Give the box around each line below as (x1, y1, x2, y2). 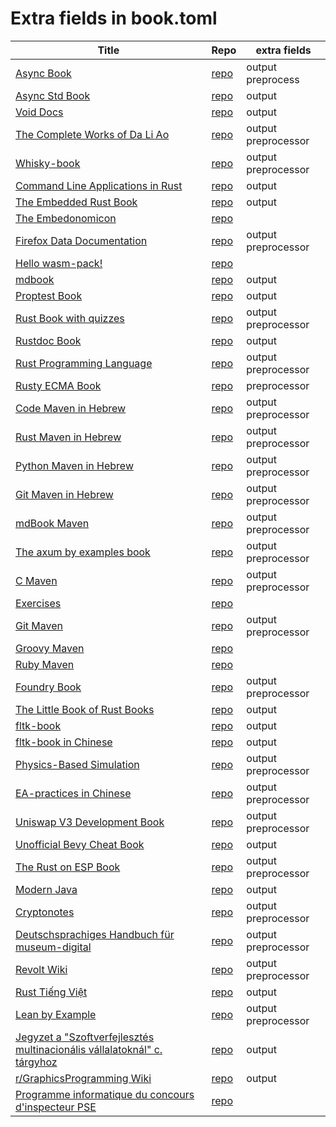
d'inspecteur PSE (15, 1100, 97, 1114)
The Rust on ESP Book (15, 860, 121, 874)
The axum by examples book (15, 545, 151, 559)
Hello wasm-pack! (15, 256, 103, 270)
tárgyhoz (15, 1055, 58, 1069)
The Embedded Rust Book (15, 195, 138, 209)
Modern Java (15, 882, 78, 896)
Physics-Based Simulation (15, 757, 140, 771)
